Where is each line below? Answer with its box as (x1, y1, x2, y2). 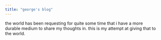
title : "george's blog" (5, 7, 53, 12)
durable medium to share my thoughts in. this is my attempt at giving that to (5, 25, 156, 31)
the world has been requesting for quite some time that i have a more (5, 20, 143, 26)
